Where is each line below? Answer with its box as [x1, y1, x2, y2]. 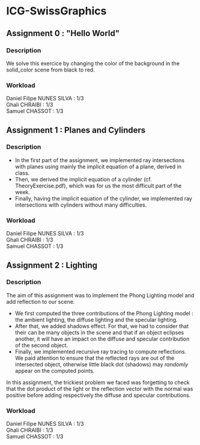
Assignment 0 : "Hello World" [6, 28, 120, 38]
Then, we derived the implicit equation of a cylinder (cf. [14, 175, 152, 183]
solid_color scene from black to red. [6, 66, 95, 73]
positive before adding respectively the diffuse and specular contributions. [6, 392, 191, 399]
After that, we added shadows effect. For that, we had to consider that [14, 322, 189, 330]
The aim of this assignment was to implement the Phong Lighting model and [6, 291, 195, 298]
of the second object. [14, 341, 68, 349]
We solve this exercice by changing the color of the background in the [6, 59, 180, 67]
